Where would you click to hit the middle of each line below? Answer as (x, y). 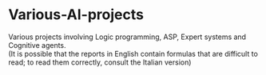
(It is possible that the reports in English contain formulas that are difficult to (133, 53)
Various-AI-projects (76, 15)
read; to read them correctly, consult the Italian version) (100, 62)
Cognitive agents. (37, 45)
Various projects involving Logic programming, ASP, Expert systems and (127, 37)
